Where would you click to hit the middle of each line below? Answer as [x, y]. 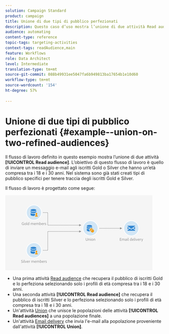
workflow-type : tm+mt [28, 80]
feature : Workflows [26, 53]
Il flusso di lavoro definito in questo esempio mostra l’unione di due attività [82, 157]
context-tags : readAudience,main [40, 48]
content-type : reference [31, 37]
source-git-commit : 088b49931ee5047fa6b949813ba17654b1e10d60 [72, 75]
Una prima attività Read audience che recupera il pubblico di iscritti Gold [88, 278]
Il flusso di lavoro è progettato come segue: [50, 188]
